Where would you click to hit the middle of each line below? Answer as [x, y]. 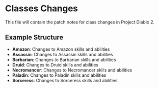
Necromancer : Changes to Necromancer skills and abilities [72, 70]
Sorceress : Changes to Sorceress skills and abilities [65, 80]
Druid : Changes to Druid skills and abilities [55, 65]
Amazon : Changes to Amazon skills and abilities [61, 49]
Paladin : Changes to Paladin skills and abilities [59, 75]
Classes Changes [41, 9]
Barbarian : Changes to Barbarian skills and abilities [64, 60]
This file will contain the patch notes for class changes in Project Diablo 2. [80, 22]
